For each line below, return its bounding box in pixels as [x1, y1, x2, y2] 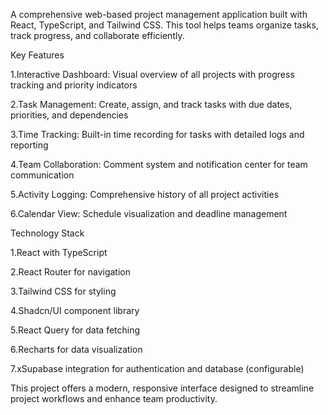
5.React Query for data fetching [10, 324, 141, 336]
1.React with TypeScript [10, 247, 108, 258]
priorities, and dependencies [10, 109, 129, 121]
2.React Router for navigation [10, 266, 131, 278]
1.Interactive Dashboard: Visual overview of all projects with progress [10, 69, 295, 80]
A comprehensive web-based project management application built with [10, 9, 308, 20]
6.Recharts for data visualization [10, 344, 143, 355]
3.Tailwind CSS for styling [10, 285, 117, 297]
